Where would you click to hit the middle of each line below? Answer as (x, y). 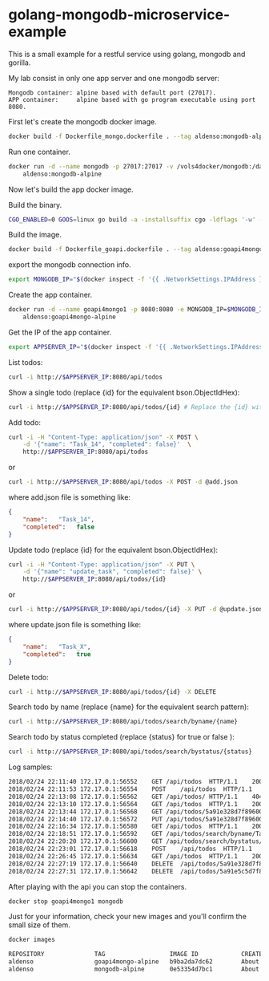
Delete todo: (29, 677)
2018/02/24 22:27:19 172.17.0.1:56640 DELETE (91, 864)
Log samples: (30, 767)
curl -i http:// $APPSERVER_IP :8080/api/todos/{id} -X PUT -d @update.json (136, 610)
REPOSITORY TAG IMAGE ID (103, 955)
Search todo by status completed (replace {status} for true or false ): (121, 737)
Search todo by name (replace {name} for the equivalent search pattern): (129, 707)
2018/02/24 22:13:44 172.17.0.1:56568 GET (85, 812)
